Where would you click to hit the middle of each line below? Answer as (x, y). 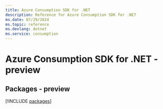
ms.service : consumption (32, 34)
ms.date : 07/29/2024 (27, 19)
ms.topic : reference (27, 24)
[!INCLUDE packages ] (28, 101)
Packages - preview (38, 89)
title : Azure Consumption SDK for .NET (48, 10)
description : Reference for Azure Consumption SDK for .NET (71, 15)
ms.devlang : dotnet (26, 29)
